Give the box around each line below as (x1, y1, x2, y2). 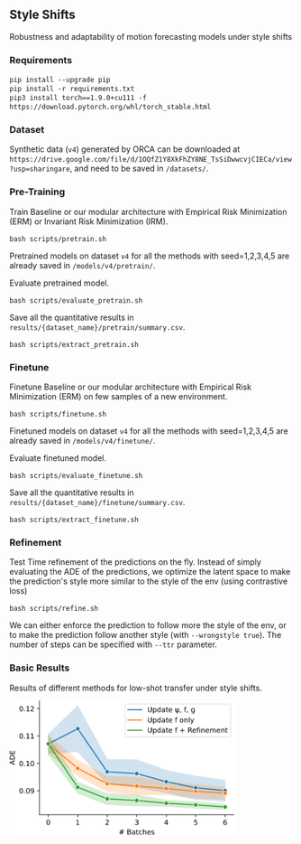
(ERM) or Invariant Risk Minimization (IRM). (9, 216, 169, 227)
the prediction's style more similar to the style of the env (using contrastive (9, 576, 288, 586)
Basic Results (9, 661, 70, 674)
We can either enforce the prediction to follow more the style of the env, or (9, 620, 287, 631)
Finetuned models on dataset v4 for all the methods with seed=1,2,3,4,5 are (9, 426, 288, 436)
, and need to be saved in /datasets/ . (69, 163, 209, 174)
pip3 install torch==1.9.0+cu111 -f (9, 94, 147, 103)
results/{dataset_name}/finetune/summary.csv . (9, 497, 186, 507)
